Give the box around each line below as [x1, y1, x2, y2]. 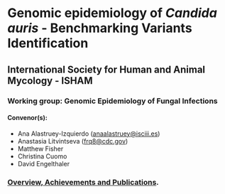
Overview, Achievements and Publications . [7, 177, 160, 187]
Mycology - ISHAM [7, 75, 94, 87]
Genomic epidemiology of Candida [7, 5, 218, 21]
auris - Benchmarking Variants [7, 20, 193, 36]
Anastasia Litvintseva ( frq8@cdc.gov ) [17, 136, 128, 145]
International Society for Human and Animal [7, 63, 206, 75]
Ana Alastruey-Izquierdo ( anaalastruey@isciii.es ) [17, 129, 160, 138]
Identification [7, 36, 89, 51]
